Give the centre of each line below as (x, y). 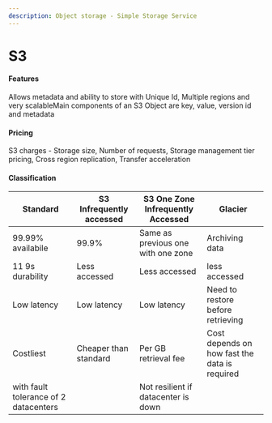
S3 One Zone (169, 199)
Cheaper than (102, 348)
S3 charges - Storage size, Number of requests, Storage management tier (132, 151)
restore (221, 300)
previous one (164, 243)
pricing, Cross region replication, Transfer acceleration (100, 160)
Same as (155, 233)
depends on (229, 344)
